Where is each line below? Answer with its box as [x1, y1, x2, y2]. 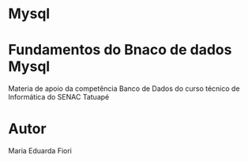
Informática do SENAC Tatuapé [8, 92, 110, 102]
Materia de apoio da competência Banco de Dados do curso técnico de [8, 84, 240, 93]
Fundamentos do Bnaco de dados [8, 41, 232, 59]
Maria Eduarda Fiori [8, 146, 73, 156]
